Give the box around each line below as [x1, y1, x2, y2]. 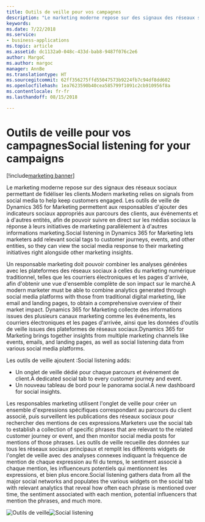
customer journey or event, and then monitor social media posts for [6, 432, 176, 440]
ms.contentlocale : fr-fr [6, 89, 70, 95]
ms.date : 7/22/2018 [6, 26, 56, 32]
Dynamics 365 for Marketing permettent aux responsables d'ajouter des [6, 203, 188, 211]
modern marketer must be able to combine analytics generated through [6, 286, 186, 294]
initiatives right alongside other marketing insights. [6, 248, 133, 256]
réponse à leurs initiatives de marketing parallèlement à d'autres [6, 222, 168, 230]
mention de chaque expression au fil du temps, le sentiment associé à [6, 458, 182, 465]
